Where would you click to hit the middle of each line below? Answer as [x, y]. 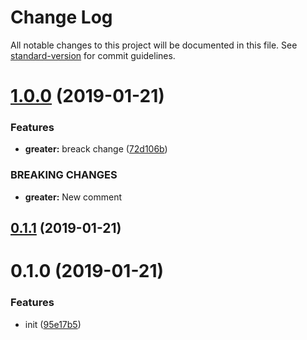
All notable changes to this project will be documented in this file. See [154, 45]
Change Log [61, 17]
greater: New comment [73, 197]
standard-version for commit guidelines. [93, 55]
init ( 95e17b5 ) [53, 324]
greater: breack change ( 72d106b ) [96, 149]
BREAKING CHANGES [64, 175]
